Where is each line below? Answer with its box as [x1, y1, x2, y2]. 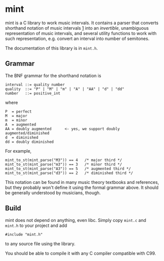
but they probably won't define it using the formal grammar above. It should [5, 184, 159, 190]
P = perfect [5, 109, 32, 114]
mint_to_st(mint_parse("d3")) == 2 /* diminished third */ [5, 171, 133, 175]
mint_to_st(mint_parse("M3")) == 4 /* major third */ [5, 157, 122, 163]
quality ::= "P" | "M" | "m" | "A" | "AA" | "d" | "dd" [5, 87, 125, 91]
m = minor [5, 118, 28, 123]
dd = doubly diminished [5, 139, 54, 144]
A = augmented [5, 122, 36, 127]
